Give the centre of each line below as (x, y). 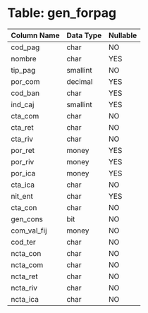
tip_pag (23, 70)
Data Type (84, 35)
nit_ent (22, 196)
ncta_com (27, 264)
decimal (80, 81)
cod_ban (25, 93)
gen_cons (27, 219)
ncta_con (26, 253)
